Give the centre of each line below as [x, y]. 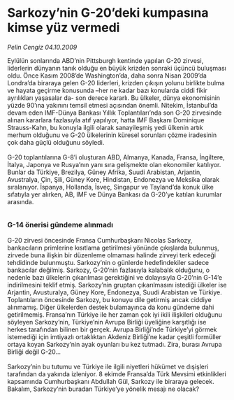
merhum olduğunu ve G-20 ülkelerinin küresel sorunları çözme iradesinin [112, 135]
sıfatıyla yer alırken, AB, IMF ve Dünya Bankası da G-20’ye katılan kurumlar [115, 194]
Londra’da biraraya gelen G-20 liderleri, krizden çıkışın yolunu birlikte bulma [116, 83]
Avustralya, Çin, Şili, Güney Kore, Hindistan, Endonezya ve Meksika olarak [114, 179]
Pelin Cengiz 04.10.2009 [42, 47]
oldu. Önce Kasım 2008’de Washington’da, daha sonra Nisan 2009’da [107, 76]
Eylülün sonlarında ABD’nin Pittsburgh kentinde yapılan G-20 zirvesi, [105, 60]
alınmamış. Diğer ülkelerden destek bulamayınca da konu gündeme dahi [111, 307]
